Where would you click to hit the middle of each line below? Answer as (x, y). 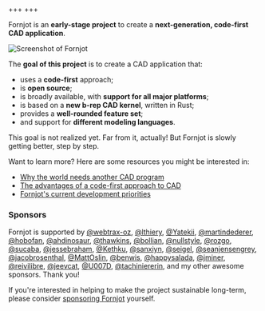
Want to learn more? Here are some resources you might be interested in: (129, 161)
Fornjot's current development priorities (85, 194)
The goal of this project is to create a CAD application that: (106, 64)
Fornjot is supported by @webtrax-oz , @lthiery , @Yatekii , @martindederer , (131, 232)
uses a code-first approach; (67, 80)
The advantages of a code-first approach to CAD (101, 185)
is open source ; (46, 88)
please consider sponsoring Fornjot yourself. (82, 299)
